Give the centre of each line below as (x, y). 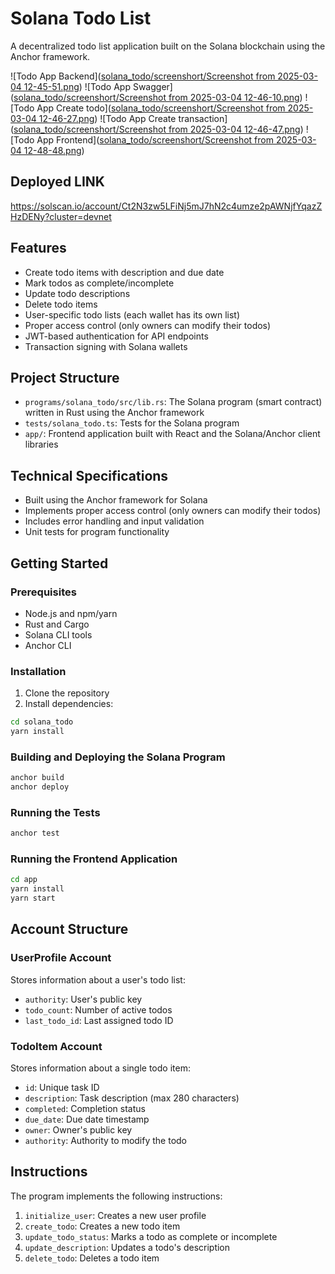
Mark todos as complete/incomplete (99, 283)
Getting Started (59, 563)
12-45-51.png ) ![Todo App (77, 86)
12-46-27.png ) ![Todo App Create (107, 118)
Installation (38, 671)
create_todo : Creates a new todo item (102, 1226)
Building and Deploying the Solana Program (118, 757)
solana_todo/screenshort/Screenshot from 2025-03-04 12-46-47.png (157, 129)
